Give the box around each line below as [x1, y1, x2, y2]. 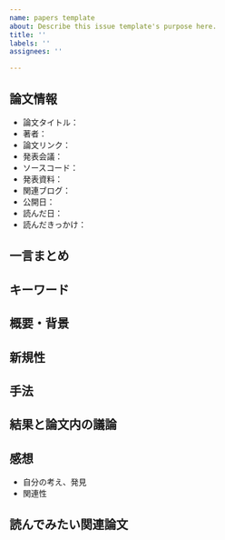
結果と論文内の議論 [9, 417, 117, 433]
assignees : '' [9, 47, 64, 56]
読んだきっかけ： [22, 219, 87, 230]
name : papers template [9, 13, 95, 23]
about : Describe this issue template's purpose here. [9, 22, 218, 31]
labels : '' [9, 38, 51, 48]
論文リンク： [22, 139, 71, 150]
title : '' [9, 30, 47, 39]
